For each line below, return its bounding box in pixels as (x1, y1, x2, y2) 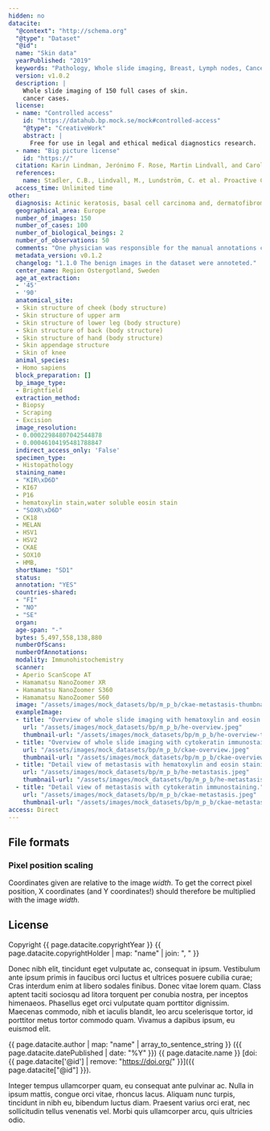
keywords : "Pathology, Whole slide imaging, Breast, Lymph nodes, (15, 64, 243, 72)
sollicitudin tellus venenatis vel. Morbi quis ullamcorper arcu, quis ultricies (8, 1106, 253, 1116)
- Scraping (15, 408, 52, 417)
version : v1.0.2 (15, 72, 70, 80)
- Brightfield (15, 386, 63, 395)
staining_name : (15, 469, 67, 477)
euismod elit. (8, 1024, 51, 1034)
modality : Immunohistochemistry (15, 656, 125, 665)
